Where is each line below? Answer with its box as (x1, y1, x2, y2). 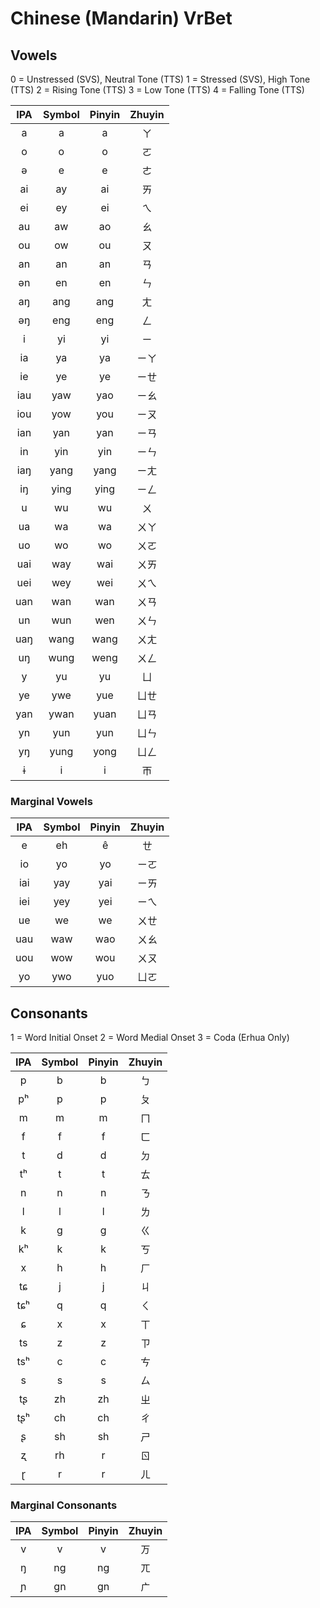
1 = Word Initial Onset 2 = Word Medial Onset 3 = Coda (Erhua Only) (10, 1032, 290, 1044)
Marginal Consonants (10, 1498, 118, 1512)
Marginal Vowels (10, 794, 93, 808)
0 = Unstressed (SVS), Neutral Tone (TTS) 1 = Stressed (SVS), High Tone (10, 73, 311, 85)
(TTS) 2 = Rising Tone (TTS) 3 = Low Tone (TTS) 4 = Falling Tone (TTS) (10, 84, 305, 96)
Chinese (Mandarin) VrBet (10, 7, 233, 30)
